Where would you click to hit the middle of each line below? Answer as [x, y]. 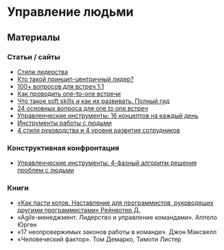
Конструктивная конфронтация [63, 148]
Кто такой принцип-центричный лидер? [75, 79]
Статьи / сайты [34, 57]
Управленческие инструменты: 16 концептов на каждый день [108, 115]
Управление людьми [70, 12]
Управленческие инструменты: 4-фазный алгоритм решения [107, 163]
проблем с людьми [45, 170]
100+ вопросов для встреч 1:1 [60, 86]
